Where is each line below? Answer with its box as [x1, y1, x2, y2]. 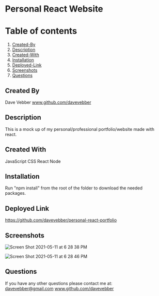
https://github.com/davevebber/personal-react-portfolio [5, 217, 117, 223]
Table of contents [5, 26, 78, 37]
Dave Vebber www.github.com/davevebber [5, 99, 91, 105]
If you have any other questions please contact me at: [5, 280, 112, 286]
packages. [5, 190, 26, 196]
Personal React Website [5, 3, 103, 15]
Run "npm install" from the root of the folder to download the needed [5, 185, 143, 191]
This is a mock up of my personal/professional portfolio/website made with [5, 126, 155, 132]
